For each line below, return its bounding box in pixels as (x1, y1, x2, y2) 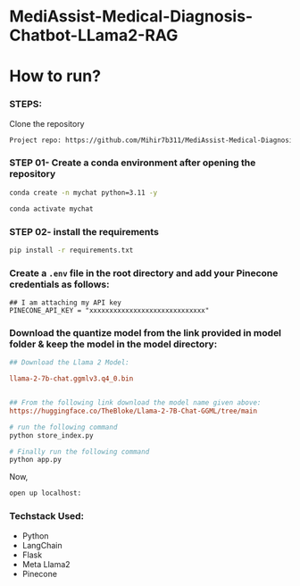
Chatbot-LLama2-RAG (9, 25, 179, 46)
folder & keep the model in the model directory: (9, 338, 218, 350)
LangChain (21, 540, 62, 550)
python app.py (9, 456, 62, 465)
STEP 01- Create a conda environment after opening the (9, 156, 256, 169)
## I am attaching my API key (9, 298, 122, 307)
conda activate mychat (9, 204, 94, 213)
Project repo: (9, 136, 62, 145)
